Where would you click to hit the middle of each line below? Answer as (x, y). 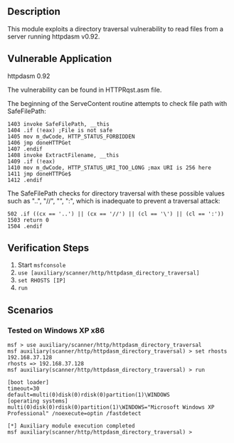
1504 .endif (25, 226)
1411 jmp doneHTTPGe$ (39, 174)
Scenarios (30, 310)
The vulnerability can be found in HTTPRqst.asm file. (85, 90)
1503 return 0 (28, 220)
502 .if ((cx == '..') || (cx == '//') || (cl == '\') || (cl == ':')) (116, 214)
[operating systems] (38, 401)
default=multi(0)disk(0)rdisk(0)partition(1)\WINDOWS (89, 395)
